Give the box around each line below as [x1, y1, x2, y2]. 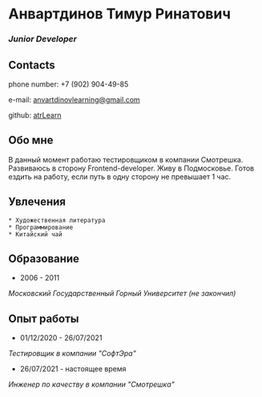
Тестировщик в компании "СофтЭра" [8, 349, 136, 359]
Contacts [8, 58, 56, 72]
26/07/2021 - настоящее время [19, 364, 127, 374]
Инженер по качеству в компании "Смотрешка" [8, 379, 175, 389]
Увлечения [8, 195, 67, 209]
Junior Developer [8, 34, 78, 45]
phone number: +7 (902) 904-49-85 [8, 79, 129, 89]
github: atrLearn [8, 110, 62, 120]
